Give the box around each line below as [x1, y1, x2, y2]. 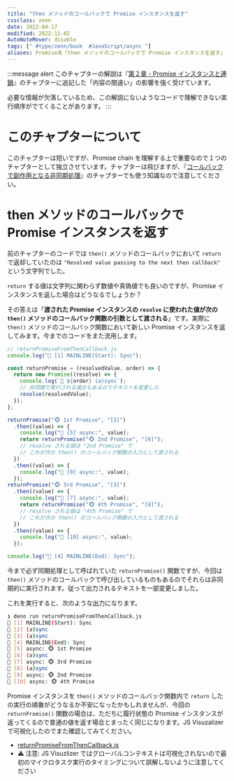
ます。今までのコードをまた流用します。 [25, 331, 141, 340]
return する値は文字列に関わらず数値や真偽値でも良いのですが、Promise [7, 281, 217, 290]
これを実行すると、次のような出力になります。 [7, 599, 142, 607]
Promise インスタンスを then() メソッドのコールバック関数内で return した [7, 691, 224, 700]
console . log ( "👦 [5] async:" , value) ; [20, 429, 130, 437]
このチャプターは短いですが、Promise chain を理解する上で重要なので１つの [7, 154, 227, 162]
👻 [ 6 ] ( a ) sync [7, 652, 49, 659]
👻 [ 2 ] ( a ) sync [7, 625, 49, 633]
